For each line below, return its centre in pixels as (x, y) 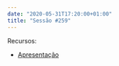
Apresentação (38, 55)
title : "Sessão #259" (39, 21)
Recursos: (22, 40)
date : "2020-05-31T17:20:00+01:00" (60, 14)
